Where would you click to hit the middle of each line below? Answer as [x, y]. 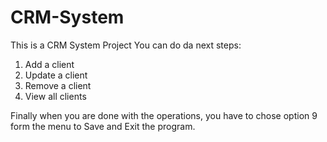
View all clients [55, 96]
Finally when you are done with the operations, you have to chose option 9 [164, 115]
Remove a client [58, 85]
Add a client [49, 64]
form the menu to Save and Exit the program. [103, 126]
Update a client [56, 75]
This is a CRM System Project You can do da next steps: [126, 45]
